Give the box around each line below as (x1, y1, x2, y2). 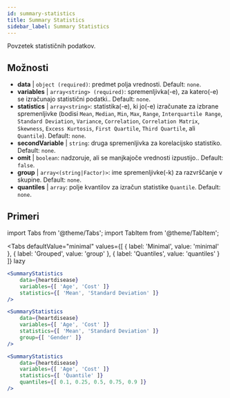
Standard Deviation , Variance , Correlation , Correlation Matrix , (17, 117, 200, 125)
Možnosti (7, 61, 49, 73)
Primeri (7, 210, 39, 222)
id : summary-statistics (7, 10, 76, 17)
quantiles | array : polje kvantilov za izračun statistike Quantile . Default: (17, 183, 221, 191)
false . (17, 161, 35, 169)
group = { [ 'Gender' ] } (19, 334, 82, 341)
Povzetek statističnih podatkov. (7, 42, 96, 50)
